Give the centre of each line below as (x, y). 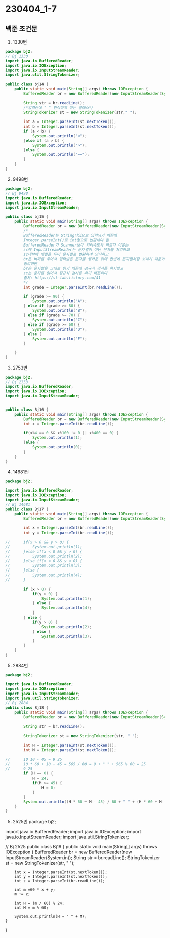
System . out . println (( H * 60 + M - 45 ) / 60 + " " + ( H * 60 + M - (95, 802)
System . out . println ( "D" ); (59, 330)
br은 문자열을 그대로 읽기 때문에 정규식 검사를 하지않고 (74, 268)
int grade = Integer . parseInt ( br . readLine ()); (73, 287)
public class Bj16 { (27, 410)
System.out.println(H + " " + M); (51, 917)
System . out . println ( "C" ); (59, 320)
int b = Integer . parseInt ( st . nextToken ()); (70, 127)
